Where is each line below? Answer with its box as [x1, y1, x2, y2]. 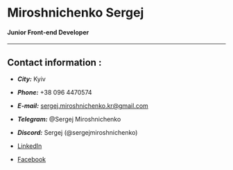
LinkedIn [17, 142, 42, 150]
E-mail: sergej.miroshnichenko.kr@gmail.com [17, 102, 149, 110]
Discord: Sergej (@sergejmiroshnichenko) [17, 129, 138, 137]
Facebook [17, 155, 46, 164]
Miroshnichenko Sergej [7, 5, 144, 21]
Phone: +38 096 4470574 [17, 88, 92, 97]
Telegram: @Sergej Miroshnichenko [17, 115, 121, 124]
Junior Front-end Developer [7, 28, 89, 36]
